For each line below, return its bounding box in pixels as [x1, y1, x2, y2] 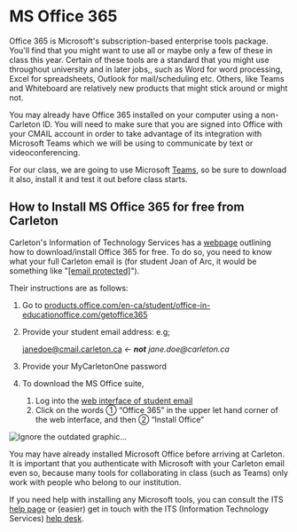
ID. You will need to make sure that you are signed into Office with [43, 118, 284, 130]
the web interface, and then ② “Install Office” [35, 414, 205, 425]
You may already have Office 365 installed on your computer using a [9, 109, 260, 120]
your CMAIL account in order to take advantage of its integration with [9, 128, 262, 139]
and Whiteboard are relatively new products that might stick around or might [9, 83, 288, 93]
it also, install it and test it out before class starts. [9, 173, 188, 184]
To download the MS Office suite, [21, 377, 145, 388]
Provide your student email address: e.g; [21, 326, 171, 337]
